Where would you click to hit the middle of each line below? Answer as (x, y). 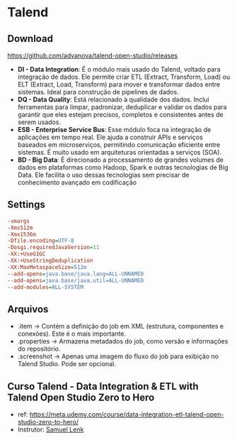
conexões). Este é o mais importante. (71, 334)
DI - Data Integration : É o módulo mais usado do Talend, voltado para (119, 69)
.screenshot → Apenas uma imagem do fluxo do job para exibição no (118, 356)
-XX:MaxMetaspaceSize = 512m (47, 267)
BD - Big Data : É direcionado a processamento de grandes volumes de (121, 160)
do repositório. (39, 349)
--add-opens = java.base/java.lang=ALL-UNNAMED (75, 274)
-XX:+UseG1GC (27, 254)
